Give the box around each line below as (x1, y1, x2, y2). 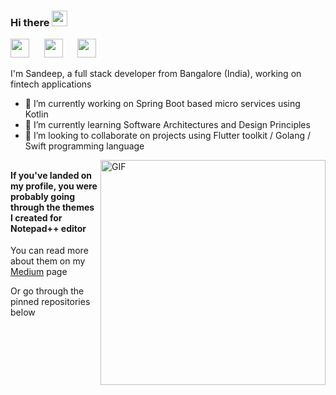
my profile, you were (10, 180, 98, 192)
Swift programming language (24, 140, 145, 152)
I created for (10, 211, 63, 224)
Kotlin (24, 108, 49, 120)
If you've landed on (10, 169, 93, 181)
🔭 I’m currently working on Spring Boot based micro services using (24, 98, 301, 110)
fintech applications (10, 78, 92, 90)
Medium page (10, 266, 68, 278)
